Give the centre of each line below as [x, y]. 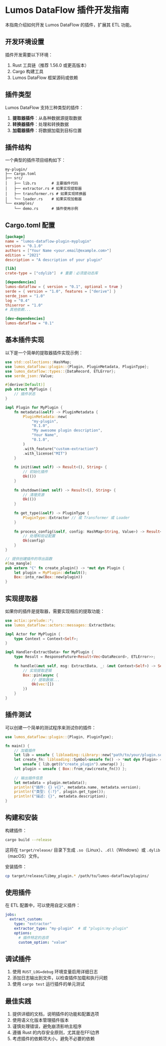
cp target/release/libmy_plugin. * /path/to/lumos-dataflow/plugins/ [77, 876]
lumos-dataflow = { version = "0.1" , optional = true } [64, 287]
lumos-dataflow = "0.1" [30, 323]
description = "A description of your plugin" [54, 260]
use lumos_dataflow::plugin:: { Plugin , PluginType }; [59, 737]
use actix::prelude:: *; [30, 621]
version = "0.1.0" [24, 246]
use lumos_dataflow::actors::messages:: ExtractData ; [61, 625]
